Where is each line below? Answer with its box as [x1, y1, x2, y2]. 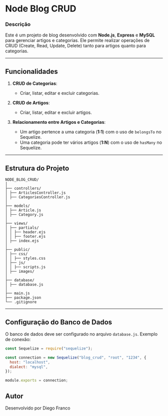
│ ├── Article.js [5, 208, 41, 213]
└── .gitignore [5, 300, 37, 305]
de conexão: [5, 336, 31, 342]
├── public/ [5, 247, 30, 252]
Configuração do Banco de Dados [5, 318, 112, 326]
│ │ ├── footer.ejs [5, 234, 46, 239]
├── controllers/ [5, 186, 41, 191]
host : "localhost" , [9, 360, 50, 365]
